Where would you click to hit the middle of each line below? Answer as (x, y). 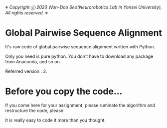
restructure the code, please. (35, 110)
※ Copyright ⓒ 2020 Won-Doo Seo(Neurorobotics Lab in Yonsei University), (83, 7)
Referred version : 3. (26, 71)
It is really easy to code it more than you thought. (56, 120)
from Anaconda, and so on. (33, 61)
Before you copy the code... (64, 91)
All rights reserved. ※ (27, 13)
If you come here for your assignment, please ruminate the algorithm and (80, 105)
